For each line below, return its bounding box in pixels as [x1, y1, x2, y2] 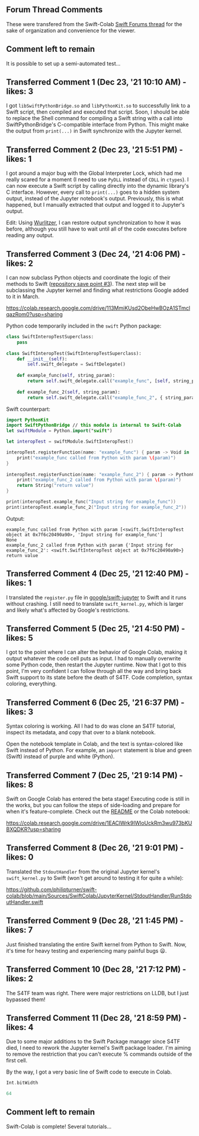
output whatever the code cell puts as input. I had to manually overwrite [6, 655, 181, 662]
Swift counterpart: [6, 405, 50, 413]
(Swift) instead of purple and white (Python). [6, 753, 115, 760]
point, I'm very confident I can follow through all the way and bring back [6, 668, 182, 675]
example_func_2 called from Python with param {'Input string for [6, 542, 174, 548]
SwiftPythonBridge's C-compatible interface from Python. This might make [6, 121, 189, 128]
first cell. [6, 1057, 28, 1064]
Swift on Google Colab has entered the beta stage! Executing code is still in [6, 795, 190, 803]
